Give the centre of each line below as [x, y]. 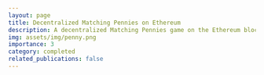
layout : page [29, 15]
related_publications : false [56, 59]
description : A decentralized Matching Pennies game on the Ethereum [125, 30]
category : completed [42, 52]
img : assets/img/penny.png [52, 37]
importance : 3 [31, 45]
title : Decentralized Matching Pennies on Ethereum [94, 23]
